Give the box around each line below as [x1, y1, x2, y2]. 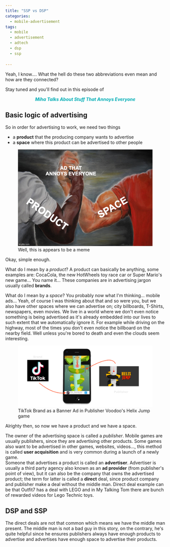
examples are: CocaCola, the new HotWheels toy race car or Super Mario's [5, 272, 162, 278]
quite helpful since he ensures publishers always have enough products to [5, 531, 161, 537]
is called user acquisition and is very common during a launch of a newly [5, 448, 159, 455]
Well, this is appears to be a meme [18, 247, 90, 253]
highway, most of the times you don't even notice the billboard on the [5, 325, 151, 331]
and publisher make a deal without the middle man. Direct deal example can [5, 481, 164, 487]
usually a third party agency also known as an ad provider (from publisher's [5, 465, 164, 471]
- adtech [10, 41, 28, 46]
